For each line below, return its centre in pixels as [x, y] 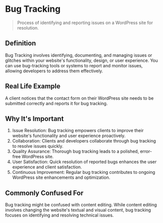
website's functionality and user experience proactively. [69, 136]
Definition [20, 43]
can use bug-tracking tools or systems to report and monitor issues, [74, 65]
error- [146, 151]
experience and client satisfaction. [47, 167]
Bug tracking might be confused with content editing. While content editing [81, 205]
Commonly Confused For [44, 193]
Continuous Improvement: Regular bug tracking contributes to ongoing [84, 172]
